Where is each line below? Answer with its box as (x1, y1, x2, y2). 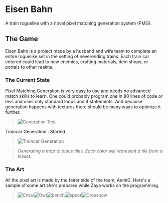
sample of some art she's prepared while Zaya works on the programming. (5, 182, 159, 188)
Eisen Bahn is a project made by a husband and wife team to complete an (5, 48, 157, 54)
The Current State (5, 76, 50, 83)
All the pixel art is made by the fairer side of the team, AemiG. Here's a (5, 177, 150, 183)
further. (5, 109, 21, 115)
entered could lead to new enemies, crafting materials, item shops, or (5, 59, 149, 65)
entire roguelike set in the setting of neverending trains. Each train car (5, 53, 149, 59)
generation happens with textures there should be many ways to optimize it (5, 104, 161, 110)
